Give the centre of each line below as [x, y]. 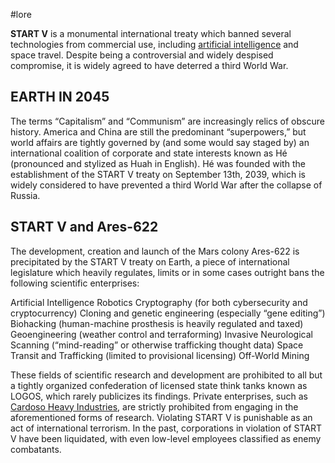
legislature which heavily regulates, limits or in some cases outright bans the [167, 272]
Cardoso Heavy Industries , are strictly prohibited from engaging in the [154, 406]
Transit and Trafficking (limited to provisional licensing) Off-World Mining [160, 355]
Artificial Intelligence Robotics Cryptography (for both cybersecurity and [159, 302]
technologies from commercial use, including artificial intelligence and [154, 44]
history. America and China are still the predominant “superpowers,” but [158, 131]
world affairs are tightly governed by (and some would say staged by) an [160, 142]
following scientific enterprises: [75, 283]
